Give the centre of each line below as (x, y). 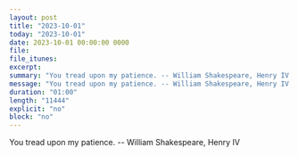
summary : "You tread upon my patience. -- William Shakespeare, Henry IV (149, 76)
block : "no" (31, 117)
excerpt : (25, 68)
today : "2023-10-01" (48, 34)
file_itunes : (33, 59)
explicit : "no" (37, 109)
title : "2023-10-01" (48, 26)
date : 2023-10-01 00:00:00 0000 (69, 42)
